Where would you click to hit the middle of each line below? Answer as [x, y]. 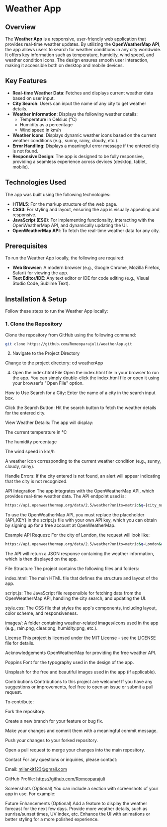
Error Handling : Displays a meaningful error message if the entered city [86, 146]
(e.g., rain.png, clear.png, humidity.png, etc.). [51, 628]
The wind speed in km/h [30, 452]
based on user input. [34, 98]
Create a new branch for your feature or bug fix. [54, 721]
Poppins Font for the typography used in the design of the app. [70, 662]
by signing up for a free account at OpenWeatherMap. [60, 525]
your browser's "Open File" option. [48, 383]
